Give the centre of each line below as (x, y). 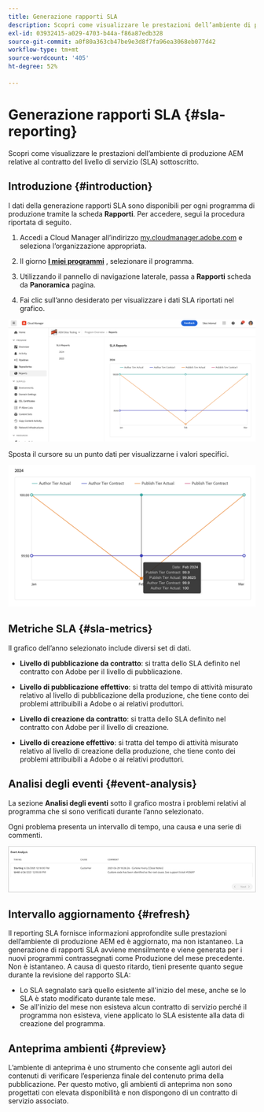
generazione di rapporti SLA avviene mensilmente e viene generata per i (125, 950)
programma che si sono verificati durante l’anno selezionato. (106, 811)
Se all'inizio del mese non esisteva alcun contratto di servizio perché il (133, 1007)
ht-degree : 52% (33, 67)
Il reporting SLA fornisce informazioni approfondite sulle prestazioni (118, 933)
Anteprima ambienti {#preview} (87, 1049)
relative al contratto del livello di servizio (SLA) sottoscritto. (103, 161)
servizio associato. (38, 1101)
